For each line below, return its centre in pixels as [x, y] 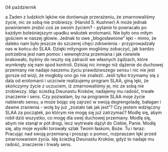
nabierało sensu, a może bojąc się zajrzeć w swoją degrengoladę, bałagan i [83, 102]
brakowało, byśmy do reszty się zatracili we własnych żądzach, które [76, 59]
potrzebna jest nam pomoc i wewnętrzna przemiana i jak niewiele [73, 54]
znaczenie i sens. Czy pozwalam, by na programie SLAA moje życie [75, 96]
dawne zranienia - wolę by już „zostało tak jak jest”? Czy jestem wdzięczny [83, 107]
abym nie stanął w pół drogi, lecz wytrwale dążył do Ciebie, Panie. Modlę [81, 123]
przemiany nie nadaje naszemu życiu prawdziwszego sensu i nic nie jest [80, 70]
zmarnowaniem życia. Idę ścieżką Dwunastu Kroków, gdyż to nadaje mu [80, 139]
